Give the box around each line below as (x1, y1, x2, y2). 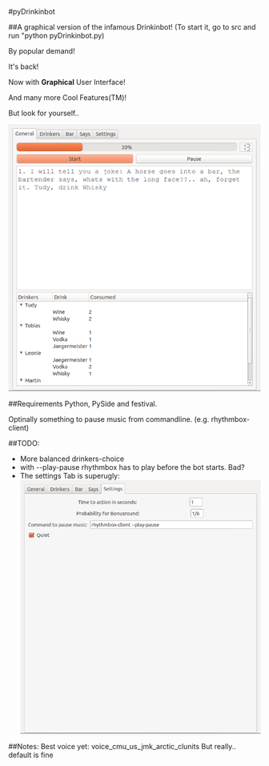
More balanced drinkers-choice (19, 454, 125, 463)
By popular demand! (8, 46, 75, 55)
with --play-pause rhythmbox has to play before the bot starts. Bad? (19, 462, 246, 471)
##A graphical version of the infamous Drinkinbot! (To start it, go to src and (8, 22, 256, 31)
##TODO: (8, 438, 40, 447)
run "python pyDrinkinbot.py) (8, 31, 105, 40)
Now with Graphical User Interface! (8, 78, 126, 86)
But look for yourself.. (8, 108, 80, 118)
